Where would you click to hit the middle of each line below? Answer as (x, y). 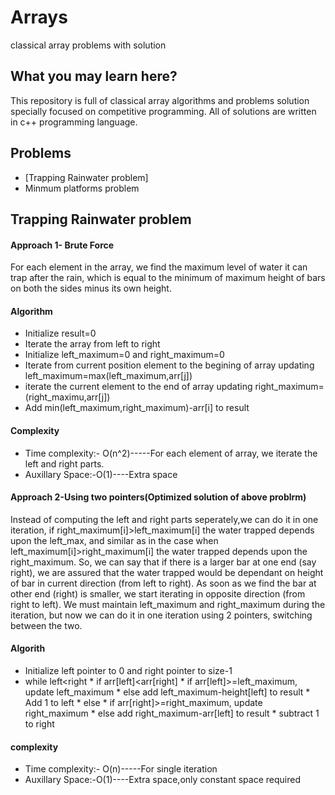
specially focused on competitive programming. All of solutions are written (163, 111)
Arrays (39, 17)
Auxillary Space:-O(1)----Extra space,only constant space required (162, 780)
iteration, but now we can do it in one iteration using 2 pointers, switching (161, 615)
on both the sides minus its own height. (91, 288)
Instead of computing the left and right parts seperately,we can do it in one (164, 519)
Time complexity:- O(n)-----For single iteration (121, 769)
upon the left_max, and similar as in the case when (114, 540)
